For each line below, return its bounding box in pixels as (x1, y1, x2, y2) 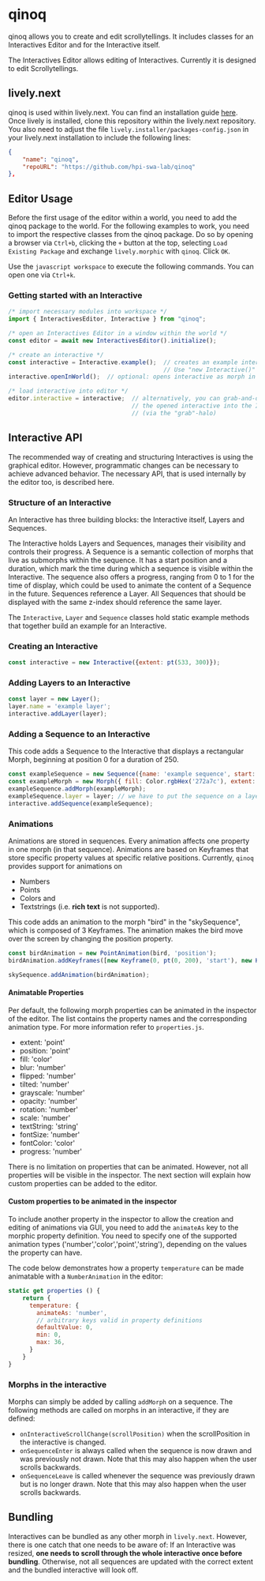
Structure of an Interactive (8, 497, 112, 508)
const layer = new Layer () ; (8, 695, 101, 704)
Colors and (19, 894, 56, 903)
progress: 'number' (19, 1147, 83, 1156)
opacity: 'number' (19, 1096, 78, 1106)
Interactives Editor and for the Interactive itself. (8, 39, 160, 49)
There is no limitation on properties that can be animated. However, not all (8, 1162, 248, 1171)
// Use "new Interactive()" (163, 366, 256, 374)
